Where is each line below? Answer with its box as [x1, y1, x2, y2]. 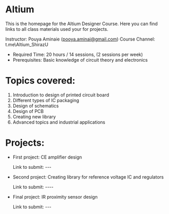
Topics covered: [5, 75, 76, 87]
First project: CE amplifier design [12, 154, 82, 160]
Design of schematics [12, 103, 59, 109]
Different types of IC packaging [12, 97, 79, 103]
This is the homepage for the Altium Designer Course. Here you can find [5, 21, 158, 27]
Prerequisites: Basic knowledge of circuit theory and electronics [12, 56, 148, 63]
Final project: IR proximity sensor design [12, 193, 98, 200]
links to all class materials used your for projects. [5, 26, 109, 32]
